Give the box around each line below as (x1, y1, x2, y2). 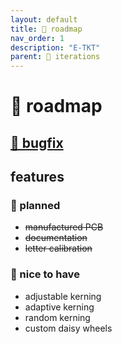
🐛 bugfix (10, 134, 64, 151)
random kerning (24, 311, 91, 323)
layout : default (10, 14, 78, 25)
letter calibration (24, 242, 93, 255)
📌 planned (10, 199, 61, 213)
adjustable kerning (24, 290, 102, 302)
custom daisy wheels (24, 322, 113, 334)
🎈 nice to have (10, 267, 80, 281)
